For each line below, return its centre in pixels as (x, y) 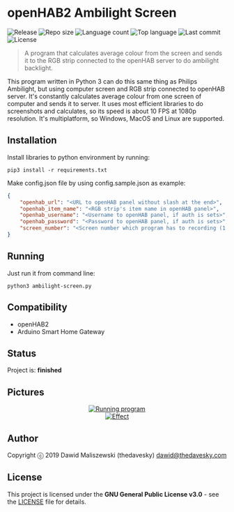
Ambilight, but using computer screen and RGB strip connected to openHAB (116, 89)
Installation (32, 141)
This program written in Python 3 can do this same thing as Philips (102, 81)
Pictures (26, 392)
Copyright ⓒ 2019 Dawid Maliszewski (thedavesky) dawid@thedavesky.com (117, 455)
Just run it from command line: (51, 273)
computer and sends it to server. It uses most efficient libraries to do (105, 103)
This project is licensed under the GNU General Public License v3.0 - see (113, 494)
